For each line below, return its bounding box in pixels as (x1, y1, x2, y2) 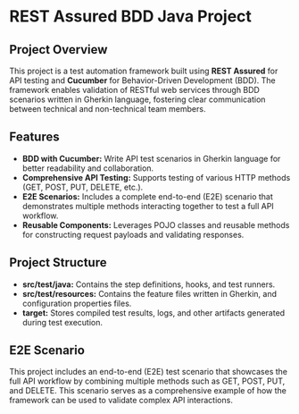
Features (9, 130, 60, 145)
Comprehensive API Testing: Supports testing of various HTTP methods (21, 172, 291, 182)
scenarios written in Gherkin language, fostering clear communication (9, 94, 266, 105)
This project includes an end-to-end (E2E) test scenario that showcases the (9, 367, 288, 377)
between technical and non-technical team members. (9, 104, 206, 114)
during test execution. (21, 317, 104, 327)
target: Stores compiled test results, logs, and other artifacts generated (21, 307, 286, 318)
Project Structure (9, 255, 107, 270)
